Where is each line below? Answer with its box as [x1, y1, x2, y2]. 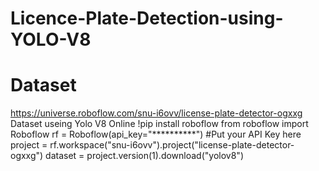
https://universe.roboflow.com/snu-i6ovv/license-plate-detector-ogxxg [10, 107, 303, 119]
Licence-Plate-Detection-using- [10, 7, 284, 30]
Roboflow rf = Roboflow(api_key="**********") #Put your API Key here [10, 128, 302, 141]
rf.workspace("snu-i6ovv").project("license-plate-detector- [49, 139, 295, 151]
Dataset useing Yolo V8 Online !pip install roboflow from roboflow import [10, 118, 309, 130]
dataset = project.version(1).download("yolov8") [45, 150, 244, 162]
